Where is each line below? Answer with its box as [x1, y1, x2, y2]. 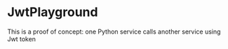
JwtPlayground [7, 4, 98, 20]
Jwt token [7, 34, 36, 43]
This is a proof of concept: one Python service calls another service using [7, 27, 221, 36]
